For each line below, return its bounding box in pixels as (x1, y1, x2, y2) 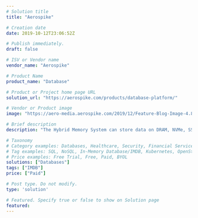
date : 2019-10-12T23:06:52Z (6, 30, 75, 36)
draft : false (6, 47, 38, 52)
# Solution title (6, 8, 49, 15)
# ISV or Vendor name (6, 57, 60, 63)
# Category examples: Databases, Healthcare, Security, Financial (6, 143, 173, 149)
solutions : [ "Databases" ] (6, 160, 70, 166)
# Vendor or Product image (6, 105, 72, 111)
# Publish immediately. (6, 41, 65, 47)
